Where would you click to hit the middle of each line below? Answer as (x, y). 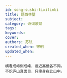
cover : (12, 38)
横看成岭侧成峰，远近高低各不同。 (35, 66)
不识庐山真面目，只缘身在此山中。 (35, 71)
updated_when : (20, 51)
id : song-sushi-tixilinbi (32, 10)
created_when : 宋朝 (25, 47)
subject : (14, 19)
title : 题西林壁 (20, 14)
